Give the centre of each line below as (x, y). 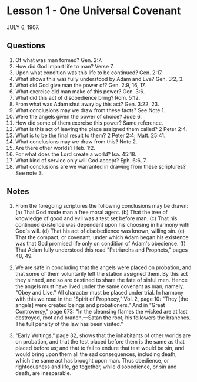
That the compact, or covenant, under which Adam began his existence (102, 237)
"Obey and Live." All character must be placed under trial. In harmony (99, 292)
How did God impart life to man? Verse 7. (64, 66)
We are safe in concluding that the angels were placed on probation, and (103, 267)
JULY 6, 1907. (23, 27)
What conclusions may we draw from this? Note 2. (76, 141)
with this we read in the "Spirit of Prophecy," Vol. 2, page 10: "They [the (102, 299)
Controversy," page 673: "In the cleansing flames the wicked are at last (101, 311)
